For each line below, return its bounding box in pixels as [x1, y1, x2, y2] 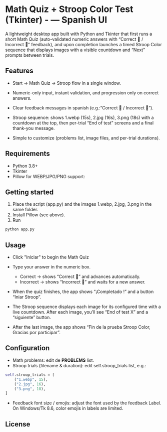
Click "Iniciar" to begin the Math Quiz [12, 254, 89, 260]
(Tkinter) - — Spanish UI [5, 14, 107, 26]
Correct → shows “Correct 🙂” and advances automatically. [19, 273, 141, 279]
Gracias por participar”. [12, 330, 61, 336]
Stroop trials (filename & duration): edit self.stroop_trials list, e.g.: [12, 362, 146, 368]
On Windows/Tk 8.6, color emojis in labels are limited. [12, 405, 123, 411]
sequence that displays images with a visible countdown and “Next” [5, 47, 145, 53]
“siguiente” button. [12, 315, 51, 321]
